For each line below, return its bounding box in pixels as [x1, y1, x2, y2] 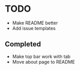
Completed [5, 40, 42, 49]
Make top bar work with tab [12, 53, 71, 59]
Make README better [12, 20, 58, 26]
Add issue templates [12, 25, 56, 31]
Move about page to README [12, 59, 75, 65]
